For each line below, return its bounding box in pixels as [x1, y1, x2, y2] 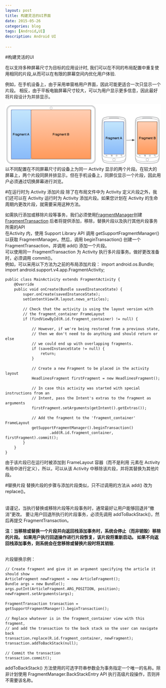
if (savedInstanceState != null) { [31, 346, 105, 351]
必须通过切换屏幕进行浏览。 [9, 178, 66, 184]
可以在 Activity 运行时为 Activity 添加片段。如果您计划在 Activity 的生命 [13, 195, 158, 201]
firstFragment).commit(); [5, 435, 58, 440]
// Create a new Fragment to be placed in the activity [31, 366, 149, 371]
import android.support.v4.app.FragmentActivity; [5, 267, 105, 273]
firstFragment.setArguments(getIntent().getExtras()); [31, 406, 147, 411]
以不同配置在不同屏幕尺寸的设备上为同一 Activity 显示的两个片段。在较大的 [5, 166, 157, 172]
